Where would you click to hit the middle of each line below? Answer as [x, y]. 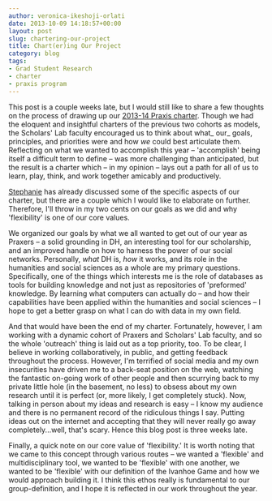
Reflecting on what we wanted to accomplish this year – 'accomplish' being [134, 150]
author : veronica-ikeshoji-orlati [67, 16]
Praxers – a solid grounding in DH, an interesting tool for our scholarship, [130, 242]
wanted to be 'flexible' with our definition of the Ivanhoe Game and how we [134, 471]
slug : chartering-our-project [60, 39]
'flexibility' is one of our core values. [69, 217]
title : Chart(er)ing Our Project [65, 46]
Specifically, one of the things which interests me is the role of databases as [136, 276]
